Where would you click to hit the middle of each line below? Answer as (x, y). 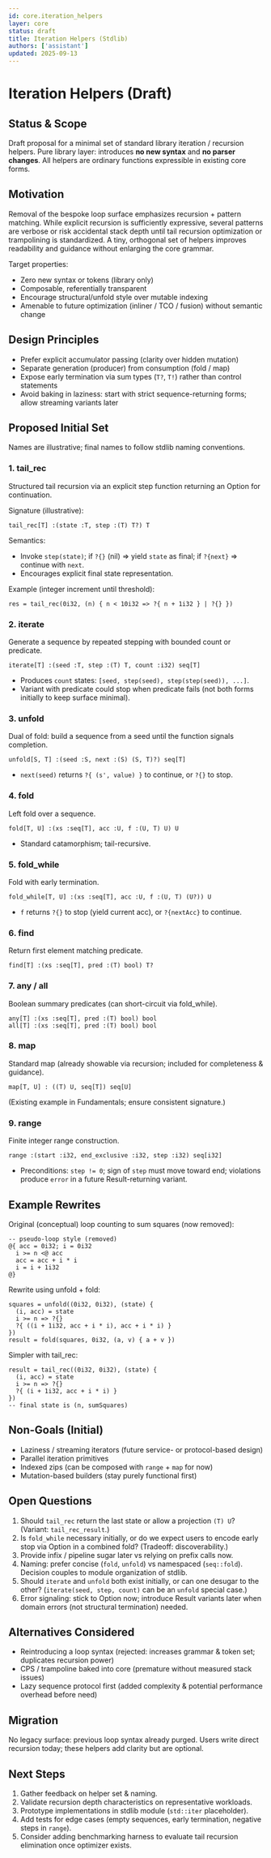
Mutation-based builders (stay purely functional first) (108, 1475)
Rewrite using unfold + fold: (55, 1289)
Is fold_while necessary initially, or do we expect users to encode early (139, 1538)
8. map (22, 1045)
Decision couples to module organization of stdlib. (104, 1572)
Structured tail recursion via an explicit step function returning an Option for (135, 486)
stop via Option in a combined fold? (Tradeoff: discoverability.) (124, 1547)
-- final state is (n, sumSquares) (68, 1405)
